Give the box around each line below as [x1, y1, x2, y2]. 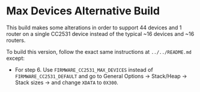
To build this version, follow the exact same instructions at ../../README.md [6, 48, 192, 55]
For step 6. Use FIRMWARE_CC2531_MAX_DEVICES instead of [14, 66, 153, 73]
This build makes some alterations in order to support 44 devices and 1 [6, 24, 182, 31]
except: [6, 54, 25, 62]
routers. [6, 36, 26, 44]
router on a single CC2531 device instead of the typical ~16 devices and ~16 [6, 30, 195, 37]
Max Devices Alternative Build [6, 4, 160, 18]
